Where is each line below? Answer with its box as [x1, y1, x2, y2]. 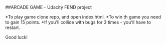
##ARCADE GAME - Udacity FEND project [5, 4, 92, 10]
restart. [5, 24, 21, 30]
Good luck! [5, 34, 28, 40]
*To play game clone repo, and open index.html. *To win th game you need [5, 14, 161, 19]
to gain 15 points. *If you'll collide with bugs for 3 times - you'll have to [5, 19, 151, 25]
